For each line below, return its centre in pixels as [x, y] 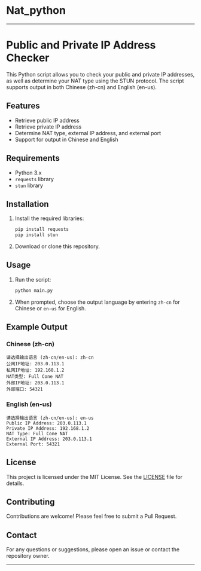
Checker [28, 58]
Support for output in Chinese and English [66, 139]
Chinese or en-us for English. [51, 308]
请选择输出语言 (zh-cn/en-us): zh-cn [50, 358]
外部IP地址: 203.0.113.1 [35, 383]
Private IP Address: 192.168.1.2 [48, 428]
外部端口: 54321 [25, 389]
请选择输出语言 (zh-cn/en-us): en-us [50, 418]
